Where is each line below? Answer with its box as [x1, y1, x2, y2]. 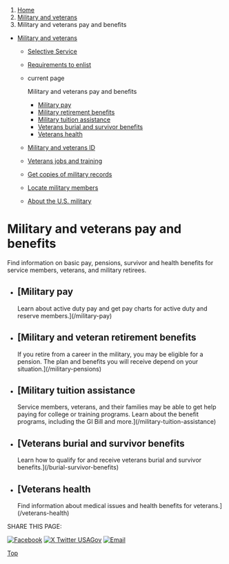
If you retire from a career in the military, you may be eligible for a [17, 350, 203, 358]
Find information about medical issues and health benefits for [17, 502, 192, 509]
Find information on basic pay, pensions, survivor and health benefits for [7, 258, 214, 266]
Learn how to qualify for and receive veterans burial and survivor [17, 456, 202, 465]
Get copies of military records [27, 171, 112, 178]
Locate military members [27, 184, 99, 192]
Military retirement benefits [37, 108, 115, 116]
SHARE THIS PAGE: [7, 523, 62, 530]
